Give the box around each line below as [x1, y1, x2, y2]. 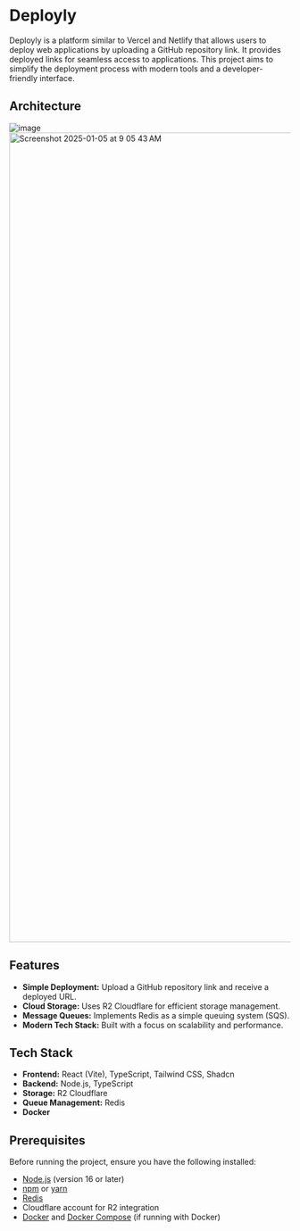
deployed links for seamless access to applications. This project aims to [9, 54, 274, 64]
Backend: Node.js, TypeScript [21, 1078, 134, 1089]
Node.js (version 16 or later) [21, 1174, 125, 1185]
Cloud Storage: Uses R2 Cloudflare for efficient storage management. [21, 1001, 281, 1011]
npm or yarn [21, 1184, 68, 1194]
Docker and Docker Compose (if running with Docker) [21, 1211, 221, 1223]
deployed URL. [21, 991, 78, 1002]
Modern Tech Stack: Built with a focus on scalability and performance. [21, 1019, 284, 1030]
